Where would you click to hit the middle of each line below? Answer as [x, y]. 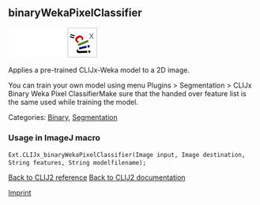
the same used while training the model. [73, 102]
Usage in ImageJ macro [54, 137]
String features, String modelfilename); [77, 163]
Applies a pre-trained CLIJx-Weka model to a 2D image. [99, 69]
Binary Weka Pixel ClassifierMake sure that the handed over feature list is [127, 93]
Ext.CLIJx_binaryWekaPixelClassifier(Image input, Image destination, [127, 155]
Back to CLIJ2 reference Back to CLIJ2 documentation [97, 177]
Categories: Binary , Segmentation [63, 117]
